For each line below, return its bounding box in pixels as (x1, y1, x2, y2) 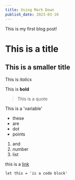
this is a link (5, 161, 29, 167)
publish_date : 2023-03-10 (5, 12, 59, 17)
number (12, 146, 29, 152)
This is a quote (17, 95, 48, 101)
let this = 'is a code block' (5, 170, 68, 175)
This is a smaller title (5, 63, 71, 71)
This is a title (5, 43, 59, 54)
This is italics (5, 76, 32, 82)
